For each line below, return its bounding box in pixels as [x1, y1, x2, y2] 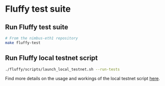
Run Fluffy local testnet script [5, 54, 98, 62]
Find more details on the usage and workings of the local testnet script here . [5, 76, 160, 82]
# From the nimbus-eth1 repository [5, 36, 78, 41]
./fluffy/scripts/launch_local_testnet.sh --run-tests [5, 67, 120, 72]
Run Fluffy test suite [5, 23, 68, 31]
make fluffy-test [5, 40, 41, 45]
